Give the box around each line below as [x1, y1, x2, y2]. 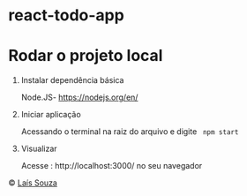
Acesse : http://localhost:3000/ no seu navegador [20, 161, 203, 171]
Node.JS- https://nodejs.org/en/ [20, 92, 138, 102]
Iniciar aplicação [20, 109, 81, 120]
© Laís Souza [8, 177, 58, 188]
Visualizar [20, 143, 58, 155]
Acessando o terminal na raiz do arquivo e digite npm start [20, 126, 239, 137]
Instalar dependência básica [20, 75, 124, 86]
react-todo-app [8, 5, 124, 26]
